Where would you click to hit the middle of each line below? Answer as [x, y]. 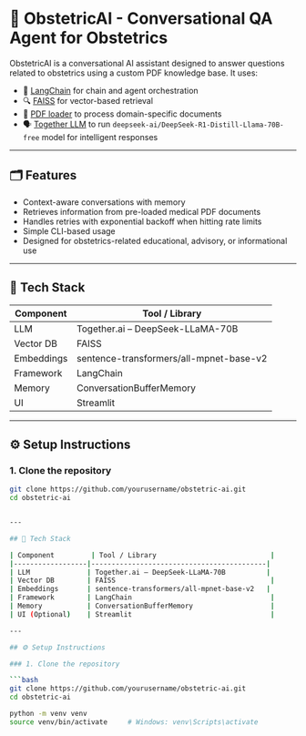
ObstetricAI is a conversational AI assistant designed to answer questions [147, 63]
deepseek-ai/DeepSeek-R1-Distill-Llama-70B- [198, 125]
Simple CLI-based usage [69, 230]
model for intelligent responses [100, 137]
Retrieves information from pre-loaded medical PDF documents [142, 211]
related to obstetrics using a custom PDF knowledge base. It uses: [133, 73]
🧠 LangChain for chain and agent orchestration [110, 90]
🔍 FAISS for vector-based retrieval [87, 100]
